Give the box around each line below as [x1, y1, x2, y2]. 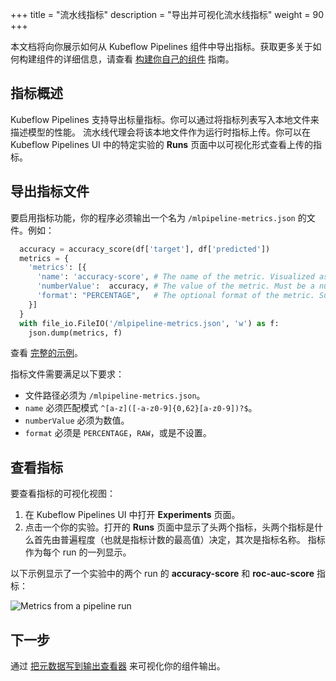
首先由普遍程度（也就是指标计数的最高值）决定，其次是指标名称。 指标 [33, 534, 326, 546]
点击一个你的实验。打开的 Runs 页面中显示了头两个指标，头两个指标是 [24, 521, 315, 533]
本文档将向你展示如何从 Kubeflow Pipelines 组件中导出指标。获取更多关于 [10, 41, 313, 52]
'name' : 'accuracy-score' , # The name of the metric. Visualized [36, 272, 315, 282]
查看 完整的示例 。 [10, 347, 83, 359]
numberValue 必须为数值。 [24, 414, 130, 427]
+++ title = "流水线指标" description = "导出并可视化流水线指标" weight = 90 [10, 9, 325, 20]
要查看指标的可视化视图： [10, 488, 116, 500]
